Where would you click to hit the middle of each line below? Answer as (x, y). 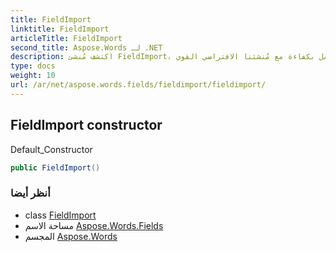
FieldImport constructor (86, 125)
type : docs (33, 66)
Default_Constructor (51, 149)
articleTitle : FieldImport (66, 38)
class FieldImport (60, 215)
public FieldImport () (55, 167)
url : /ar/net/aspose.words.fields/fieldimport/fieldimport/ (138, 85)
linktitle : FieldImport (60, 29)
